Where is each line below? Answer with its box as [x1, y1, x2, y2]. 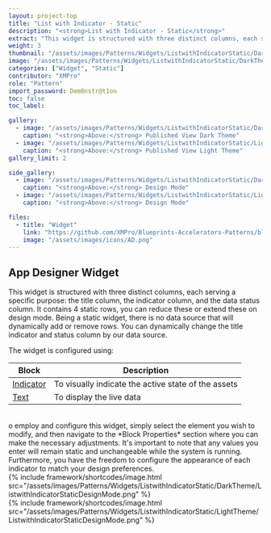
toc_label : [8, 102, 45, 110]
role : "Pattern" [8, 79, 63, 87]
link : [23, 228, 42, 237]
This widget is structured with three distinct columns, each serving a [8, 287, 236, 297]
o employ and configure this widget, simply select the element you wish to [8, 421, 256, 430]
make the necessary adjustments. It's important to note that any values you [8, 438, 259, 448]
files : [8, 213, 31, 221]
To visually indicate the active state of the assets [53, 379, 238, 390]
